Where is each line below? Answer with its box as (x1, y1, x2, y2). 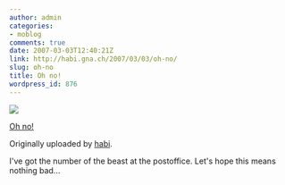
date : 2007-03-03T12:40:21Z (9, 46, 114, 55)
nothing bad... (9, 164, 61, 175)
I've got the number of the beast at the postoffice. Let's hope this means (9, 156, 277, 166)
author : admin (9, 13, 63, 22)
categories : (9, 21, 54, 30)
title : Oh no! (9, 71, 63, 80)
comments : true (9, 38, 66, 47)
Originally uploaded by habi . (9, 138, 113, 148)
